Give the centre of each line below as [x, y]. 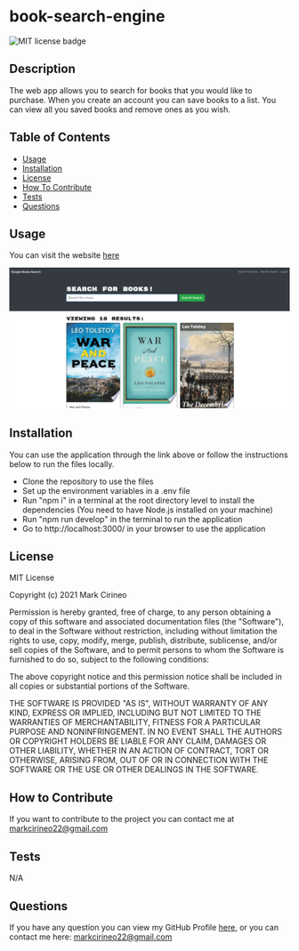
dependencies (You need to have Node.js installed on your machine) [147, 510]
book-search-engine [87, 16]
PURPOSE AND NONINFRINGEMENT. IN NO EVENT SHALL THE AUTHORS [146, 732]
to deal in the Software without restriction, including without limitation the [143, 631]
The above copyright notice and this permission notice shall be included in [145, 677]
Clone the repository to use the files [88, 481]
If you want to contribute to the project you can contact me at [122, 819]
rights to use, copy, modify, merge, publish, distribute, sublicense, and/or [143, 641]
